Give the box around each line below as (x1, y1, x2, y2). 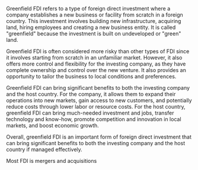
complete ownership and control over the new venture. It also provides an (6, 67, 187, 73)
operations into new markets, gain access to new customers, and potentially (6, 97, 192, 104)
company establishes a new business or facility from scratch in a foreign (6, 11, 184, 18)
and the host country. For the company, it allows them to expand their (6, 91, 176, 97)
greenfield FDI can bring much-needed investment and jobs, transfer (6, 109, 174, 116)
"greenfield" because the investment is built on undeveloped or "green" (6, 30, 181, 37)
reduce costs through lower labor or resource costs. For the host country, (6, 103, 186, 110)
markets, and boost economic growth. (6, 122, 99, 129)
